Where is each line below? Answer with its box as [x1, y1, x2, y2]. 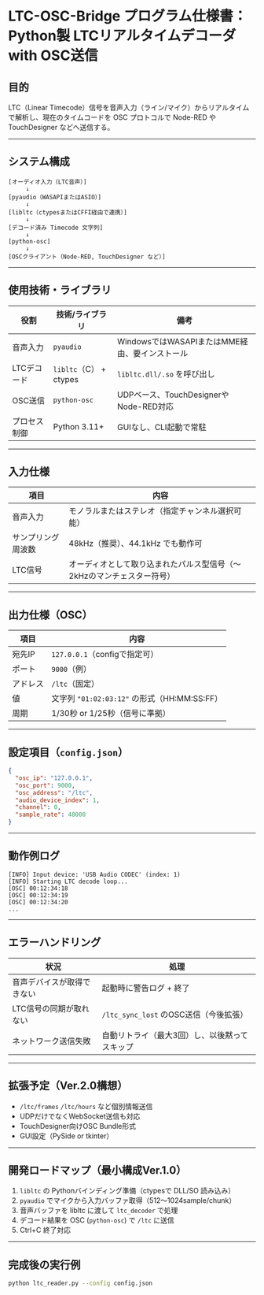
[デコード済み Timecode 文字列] [8, 224, 104, 232]
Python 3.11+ [53, 421, 104, 432]
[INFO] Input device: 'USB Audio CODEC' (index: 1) [8, 870, 181, 878]
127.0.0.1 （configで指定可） [51, 649, 159, 660]
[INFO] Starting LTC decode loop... [8, 878, 128, 885]
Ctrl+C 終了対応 [19, 1226, 71, 1235]
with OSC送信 [8, 46, 98, 65]
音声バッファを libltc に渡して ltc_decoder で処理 [19, 1206, 178, 1215]
